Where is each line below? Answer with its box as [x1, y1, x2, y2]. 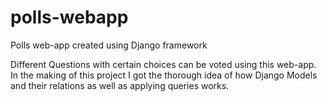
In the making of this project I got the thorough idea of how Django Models [10, 69, 318, 81]
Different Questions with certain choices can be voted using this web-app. [10, 58, 317, 70]
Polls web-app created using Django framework [10, 39, 208, 51]
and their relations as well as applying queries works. [10, 79, 230, 91]
